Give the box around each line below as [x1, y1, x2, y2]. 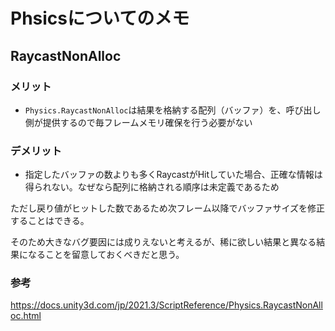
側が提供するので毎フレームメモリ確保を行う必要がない [24, 116, 253, 128]
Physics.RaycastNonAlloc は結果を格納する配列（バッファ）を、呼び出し [24, 104, 322, 116]
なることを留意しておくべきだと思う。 [27, 249, 185, 261]
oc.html [10, 310, 42, 322]
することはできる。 [10, 215, 90, 227]
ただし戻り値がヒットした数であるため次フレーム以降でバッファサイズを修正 [10, 202, 326, 214]
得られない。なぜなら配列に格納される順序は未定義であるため [24, 181, 280, 193]
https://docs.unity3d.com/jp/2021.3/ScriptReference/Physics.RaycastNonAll [10, 299, 323, 311]
